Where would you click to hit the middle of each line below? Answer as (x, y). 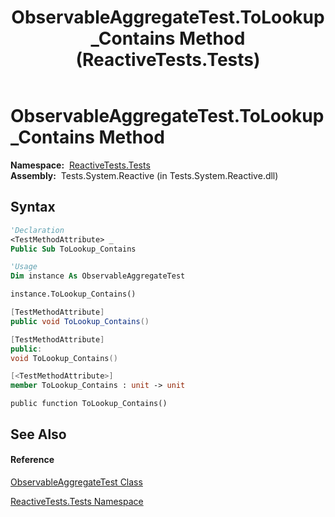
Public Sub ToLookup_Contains (73, 249)
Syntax (33, 207)
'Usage (24, 267)
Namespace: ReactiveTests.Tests (80, 165)
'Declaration (37, 230)
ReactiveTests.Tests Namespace (77, 501)
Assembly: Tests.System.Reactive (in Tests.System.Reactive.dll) (144, 175)
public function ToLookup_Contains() (89, 404)
